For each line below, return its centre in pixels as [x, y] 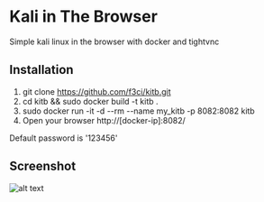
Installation [41, 70]
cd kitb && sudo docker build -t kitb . [91, 101]
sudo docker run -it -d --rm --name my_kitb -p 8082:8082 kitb [138, 111]
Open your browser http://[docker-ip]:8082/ [104, 120]
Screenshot [43, 166]
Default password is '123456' [64, 138]
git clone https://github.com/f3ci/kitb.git [96, 91]
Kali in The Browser [83, 17]
